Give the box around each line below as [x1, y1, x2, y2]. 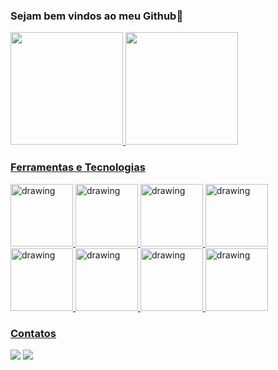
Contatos [10, 326, 57, 340]
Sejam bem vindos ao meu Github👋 [10, 9, 184, 23]
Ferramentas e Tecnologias [10, 160, 146, 174]
